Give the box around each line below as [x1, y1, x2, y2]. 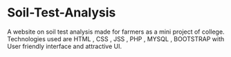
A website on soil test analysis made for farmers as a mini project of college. [7, 27, 225, 36]
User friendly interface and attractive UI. [7, 42, 122, 50]
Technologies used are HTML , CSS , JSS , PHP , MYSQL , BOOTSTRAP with [7, 34, 225, 43]
